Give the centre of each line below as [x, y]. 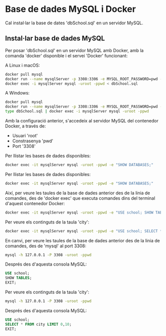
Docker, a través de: [25, 126]
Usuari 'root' [25, 136]
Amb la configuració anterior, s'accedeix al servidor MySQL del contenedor [82, 121]
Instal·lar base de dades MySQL [55, 38]
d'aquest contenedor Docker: [35, 203]
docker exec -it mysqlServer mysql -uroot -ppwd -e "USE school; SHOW [79, 212]
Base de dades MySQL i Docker [70, 9]
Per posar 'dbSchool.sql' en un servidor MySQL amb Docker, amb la [75, 50]
